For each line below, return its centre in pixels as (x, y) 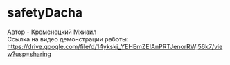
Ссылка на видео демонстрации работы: (68, 39)
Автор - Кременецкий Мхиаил (52, 32)
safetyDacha (45, 13)
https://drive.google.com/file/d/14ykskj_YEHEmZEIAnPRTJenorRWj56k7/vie (115, 46)
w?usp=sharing (29, 54)
